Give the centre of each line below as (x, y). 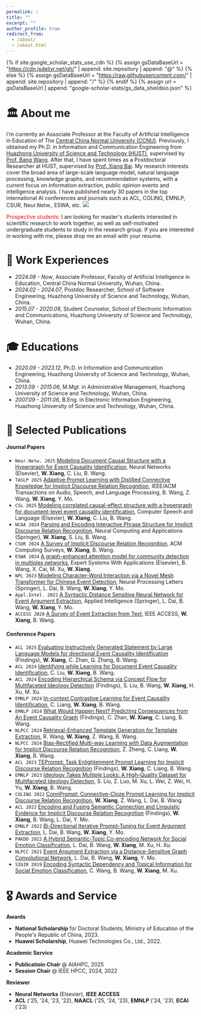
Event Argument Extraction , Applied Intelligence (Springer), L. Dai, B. (99, 601)
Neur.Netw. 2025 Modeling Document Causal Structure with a (90, 461)
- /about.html (29, 46)
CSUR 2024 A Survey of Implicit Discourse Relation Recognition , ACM (98, 544)
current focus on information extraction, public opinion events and (88, 185)
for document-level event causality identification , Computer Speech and (104, 512)
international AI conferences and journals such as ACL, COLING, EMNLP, (96, 198)
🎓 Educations (42, 347)
